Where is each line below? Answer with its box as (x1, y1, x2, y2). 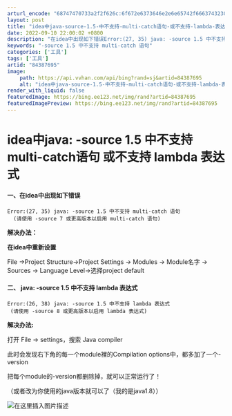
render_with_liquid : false (7, 87, 85, 94)
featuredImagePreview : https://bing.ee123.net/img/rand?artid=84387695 (7, 100, 217, 107)
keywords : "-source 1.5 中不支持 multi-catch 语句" (7, 42, 153, 49)
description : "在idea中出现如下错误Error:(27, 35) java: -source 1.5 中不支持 (7, 36, 226, 43)
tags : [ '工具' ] (7, 55, 49, 62)
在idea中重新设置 (7, 243, 57, 252)
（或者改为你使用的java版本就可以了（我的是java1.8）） (7, 387, 162, 395)
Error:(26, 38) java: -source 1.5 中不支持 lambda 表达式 (7, 301, 171, 308)
